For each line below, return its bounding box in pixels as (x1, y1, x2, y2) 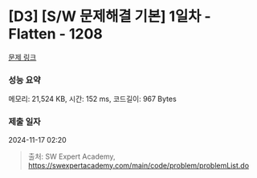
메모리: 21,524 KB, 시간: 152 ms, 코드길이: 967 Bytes (8, 94, 177, 104)
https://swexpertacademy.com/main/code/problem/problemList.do (27, 160, 250, 170)
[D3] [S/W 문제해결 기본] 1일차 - (8, 7, 211, 26)
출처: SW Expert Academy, (27, 152, 116, 161)
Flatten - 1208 (8, 25, 103, 43)
